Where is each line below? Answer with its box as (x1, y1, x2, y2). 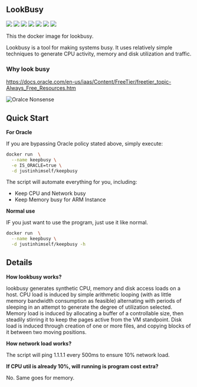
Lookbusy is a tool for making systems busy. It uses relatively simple (6, 44, 173, 51)
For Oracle (6, 128, 32, 135)
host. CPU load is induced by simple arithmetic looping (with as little (6, 291, 172, 298)
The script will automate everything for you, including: (6, 178, 137, 186)
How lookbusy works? (6, 273, 62, 280)
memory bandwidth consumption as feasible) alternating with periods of (6, 297, 182, 304)
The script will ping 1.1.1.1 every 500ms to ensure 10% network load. (6, 351, 170, 358)
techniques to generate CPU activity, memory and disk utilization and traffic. (6, 50, 192, 57)
